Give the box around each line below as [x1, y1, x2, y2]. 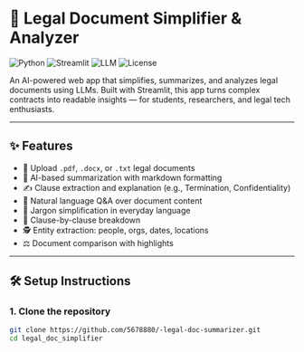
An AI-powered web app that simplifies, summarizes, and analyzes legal [9, 74, 279, 85]
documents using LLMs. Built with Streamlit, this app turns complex [9, 84, 261, 95]
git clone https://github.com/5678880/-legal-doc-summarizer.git [9, 326, 261, 335]
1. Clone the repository [9, 305, 111, 318]
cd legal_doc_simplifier [9, 334, 103, 343]
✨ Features [9, 138, 73, 154]
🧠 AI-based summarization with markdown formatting [22, 172, 223, 183]
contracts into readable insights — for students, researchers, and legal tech [9, 94, 291, 105]
